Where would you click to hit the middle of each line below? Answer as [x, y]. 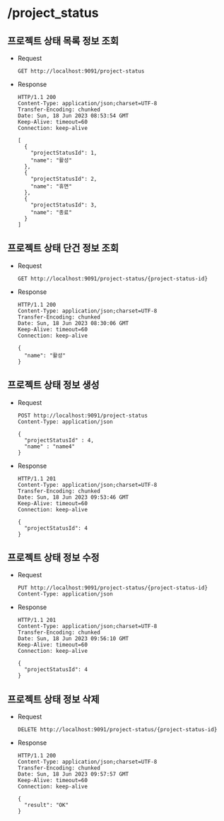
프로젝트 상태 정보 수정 [54, 558]
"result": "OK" [47, 805]
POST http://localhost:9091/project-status [83, 415]
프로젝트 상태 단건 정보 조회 [63, 248]
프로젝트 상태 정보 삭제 [54, 699]
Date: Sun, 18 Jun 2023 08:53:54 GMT [73, 116]
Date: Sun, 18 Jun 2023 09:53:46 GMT [73, 497]
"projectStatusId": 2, [64, 179]
